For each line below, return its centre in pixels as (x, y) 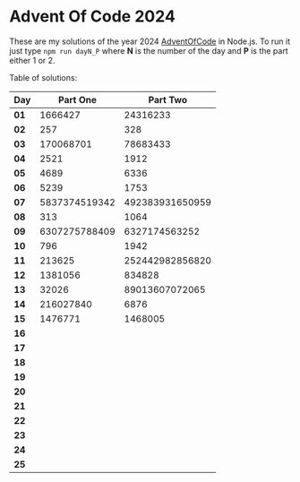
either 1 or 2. (32, 60)
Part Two (168, 99)
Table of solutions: (43, 77)
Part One (77, 99)
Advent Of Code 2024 (93, 17)
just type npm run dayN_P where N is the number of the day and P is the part (149, 50)
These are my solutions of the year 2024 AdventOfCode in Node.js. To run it (150, 41)
